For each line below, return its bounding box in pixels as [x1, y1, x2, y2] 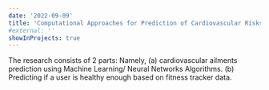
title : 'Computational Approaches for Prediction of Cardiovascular [8, 19, 242, 27]
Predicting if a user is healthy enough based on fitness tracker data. [8, 72, 232, 82]
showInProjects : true [8, 33, 81, 42]
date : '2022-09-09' [8, 11, 74, 20]
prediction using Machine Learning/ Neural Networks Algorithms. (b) [8, 65, 235, 74]
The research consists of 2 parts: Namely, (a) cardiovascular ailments [8, 56, 238, 65]
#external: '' [8, 26, 56, 34]
